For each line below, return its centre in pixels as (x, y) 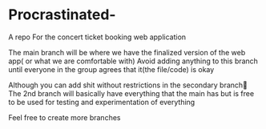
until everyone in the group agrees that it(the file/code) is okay (111, 69)
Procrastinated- (62, 15)
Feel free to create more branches (64, 117)
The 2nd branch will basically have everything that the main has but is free (131, 93)
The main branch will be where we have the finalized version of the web (127, 52)
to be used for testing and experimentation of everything (102, 102)
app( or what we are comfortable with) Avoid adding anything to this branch (133, 61)
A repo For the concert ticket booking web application (97, 37)
